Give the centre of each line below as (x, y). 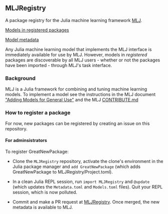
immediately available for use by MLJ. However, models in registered (76, 54)
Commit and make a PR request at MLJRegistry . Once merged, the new (86, 201)
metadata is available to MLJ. (43, 207)
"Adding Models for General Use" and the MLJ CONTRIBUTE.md (72, 100)
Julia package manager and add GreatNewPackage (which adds (76, 166)
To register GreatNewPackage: (37, 151)
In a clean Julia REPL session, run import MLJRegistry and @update (81, 181)
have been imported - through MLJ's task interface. (59, 65)
